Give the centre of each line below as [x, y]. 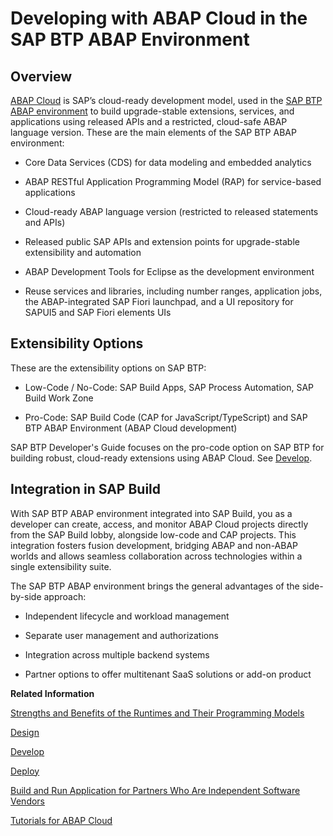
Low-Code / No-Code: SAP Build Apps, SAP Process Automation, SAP [169, 387]
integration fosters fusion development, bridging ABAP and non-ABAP [154, 545]
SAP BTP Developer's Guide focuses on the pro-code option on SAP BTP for [167, 447]
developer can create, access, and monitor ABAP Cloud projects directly [159, 524]
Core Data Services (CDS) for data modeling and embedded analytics [168, 162]
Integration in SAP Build [86, 489]
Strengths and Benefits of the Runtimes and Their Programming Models [157, 713]
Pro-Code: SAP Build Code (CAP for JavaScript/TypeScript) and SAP [166, 417]
